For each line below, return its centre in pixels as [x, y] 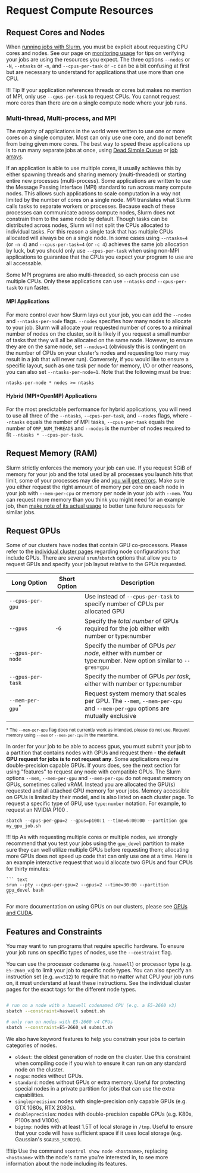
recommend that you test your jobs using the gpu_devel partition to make [95, 843]
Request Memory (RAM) [52, 454]
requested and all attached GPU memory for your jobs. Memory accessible [98, 791]
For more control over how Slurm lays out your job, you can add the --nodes [99, 315]
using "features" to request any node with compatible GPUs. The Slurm [94, 772]
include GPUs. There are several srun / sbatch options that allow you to [92, 558]
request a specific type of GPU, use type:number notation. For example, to [96, 803]
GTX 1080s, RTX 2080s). [45, 1107]
